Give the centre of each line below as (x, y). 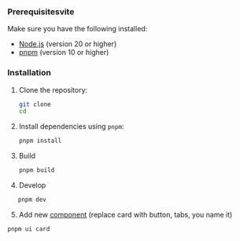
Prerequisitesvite (41, 12)
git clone (35, 104)
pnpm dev (32, 200)
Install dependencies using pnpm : (71, 126)
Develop (32, 185)
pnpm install (40, 141)
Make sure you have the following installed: (78, 29)
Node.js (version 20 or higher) (68, 44)
